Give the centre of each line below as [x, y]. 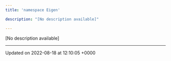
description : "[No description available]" [52, 19]
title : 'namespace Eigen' [33, 10]
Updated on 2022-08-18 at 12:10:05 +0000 [50, 53]
